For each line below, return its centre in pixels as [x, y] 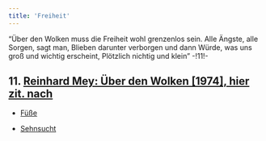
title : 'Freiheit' [39, 16]
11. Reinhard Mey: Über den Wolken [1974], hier [129, 81]
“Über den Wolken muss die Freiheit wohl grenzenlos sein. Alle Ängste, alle [133, 39]
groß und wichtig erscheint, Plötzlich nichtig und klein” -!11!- [108, 56]
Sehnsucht [38, 129]
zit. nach [31, 94]
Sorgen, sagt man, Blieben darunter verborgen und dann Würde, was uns [130, 47]
